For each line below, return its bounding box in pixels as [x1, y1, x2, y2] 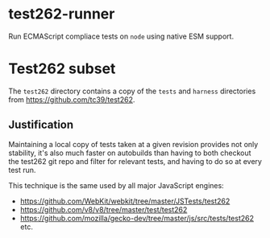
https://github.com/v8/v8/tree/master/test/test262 [19, 204, 188, 214]
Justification [8, 118, 74, 132]
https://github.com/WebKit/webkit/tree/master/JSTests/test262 [19, 196, 231, 206]
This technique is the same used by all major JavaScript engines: [8, 180, 224, 190]
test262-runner [8, 5, 115, 23]
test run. [8, 165, 36, 174]
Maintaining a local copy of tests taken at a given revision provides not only [8, 139, 259, 149]
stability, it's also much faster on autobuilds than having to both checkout [8, 148, 251, 158]
